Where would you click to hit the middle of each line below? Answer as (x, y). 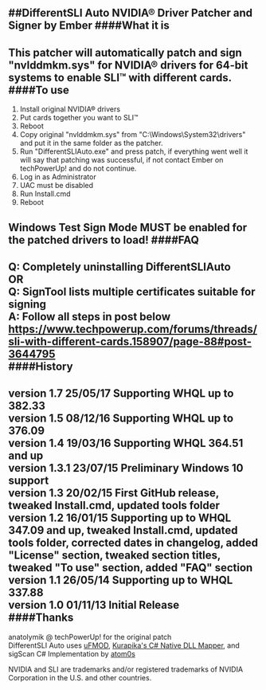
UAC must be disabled (57, 186)
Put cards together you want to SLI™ (79, 118)
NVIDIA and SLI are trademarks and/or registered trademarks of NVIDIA (126, 669)
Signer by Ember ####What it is (89, 26)
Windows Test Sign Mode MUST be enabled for (128, 227)
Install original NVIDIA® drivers (70, 109)
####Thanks (41, 618)
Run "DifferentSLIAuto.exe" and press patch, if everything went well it (134, 151)
